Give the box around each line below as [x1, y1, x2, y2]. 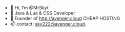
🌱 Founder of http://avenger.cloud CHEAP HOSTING [10, 15, 120, 21]
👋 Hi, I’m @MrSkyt [10, 5, 49, 10]
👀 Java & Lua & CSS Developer [10, 10, 75, 16]
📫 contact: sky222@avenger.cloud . [10, 21, 87, 27]
